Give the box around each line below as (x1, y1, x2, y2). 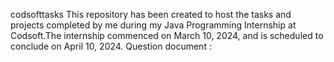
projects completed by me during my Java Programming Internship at (10, 19, 297, 31)
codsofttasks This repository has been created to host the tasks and (10, 9, 292, 20)
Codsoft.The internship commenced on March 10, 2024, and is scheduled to (10, 30, 324, 41)
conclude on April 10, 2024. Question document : (10, 40, 212, 52)
